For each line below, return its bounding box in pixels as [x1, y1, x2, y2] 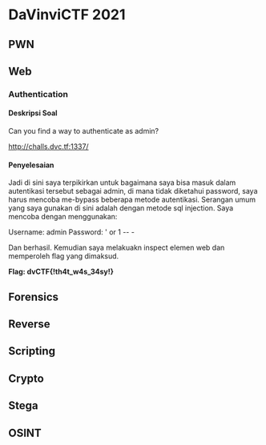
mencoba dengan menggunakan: [8, 212, 118, 222]
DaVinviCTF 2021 [8, 6, 126, 24]
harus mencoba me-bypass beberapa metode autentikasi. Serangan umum [8, 194, 256, 205]
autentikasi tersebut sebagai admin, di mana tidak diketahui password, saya [8, 186, 258, 196]
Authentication [8, 88, 68, 99]
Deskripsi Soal [8, 108, 58, 118]
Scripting [8, 344, 56, 358]
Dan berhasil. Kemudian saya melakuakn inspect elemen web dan [8, 243, 225, 253]
